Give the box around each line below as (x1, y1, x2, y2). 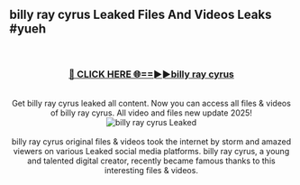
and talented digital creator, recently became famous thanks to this (26, 155, 277, 166)
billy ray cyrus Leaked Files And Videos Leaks (9, 7, 272, 23)
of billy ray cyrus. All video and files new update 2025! (50, 107, 252, 118)
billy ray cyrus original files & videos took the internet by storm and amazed (11, 136, 291, 147)
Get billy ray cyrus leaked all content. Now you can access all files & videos (12, 98, 291, 109)
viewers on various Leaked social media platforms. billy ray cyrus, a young (13, 146, 290, 157)
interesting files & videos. (105, 165, 198, 176)
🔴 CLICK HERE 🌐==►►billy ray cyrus (68, 68, 234, 80)
